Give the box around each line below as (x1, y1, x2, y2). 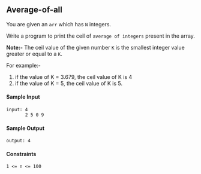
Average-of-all (6, 5, 63, 15)
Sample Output (6, 124, 45, 132)
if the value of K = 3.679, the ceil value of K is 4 (14, 73, 133, 80)
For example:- (6, 62, 41, 69)
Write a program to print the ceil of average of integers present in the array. (6, 32, 195, 39)
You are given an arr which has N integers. (6, 20, 112, 28)
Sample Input (6, 93, 40, 100)
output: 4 (6, 138, 31, 144)
